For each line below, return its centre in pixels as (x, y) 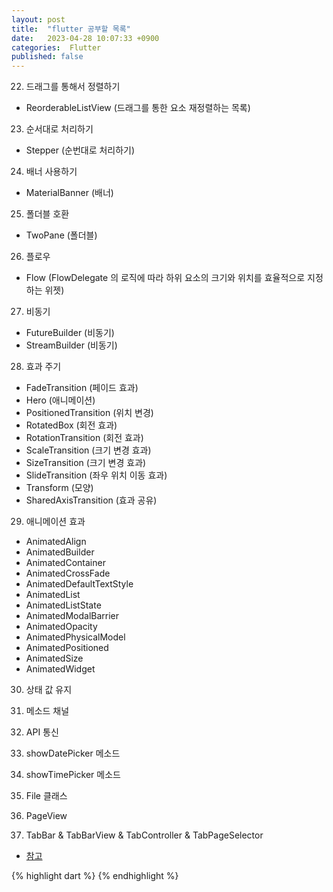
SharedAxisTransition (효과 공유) (91, 500)
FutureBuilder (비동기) (70, 333)
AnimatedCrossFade (68, 573)
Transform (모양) (59, 488)
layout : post (38, 19)
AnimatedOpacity (61, 627)
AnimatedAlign (56, 542)
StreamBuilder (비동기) (71, 345)
